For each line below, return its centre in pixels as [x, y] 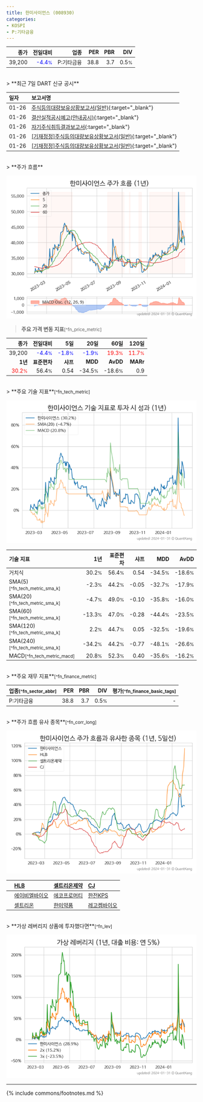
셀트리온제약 [68, 885]
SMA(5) [19, 581]
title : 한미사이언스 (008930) [40, 13]
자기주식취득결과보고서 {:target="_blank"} [80, 126]
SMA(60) [20, 611]
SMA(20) [20, 596]
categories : [21, 19]
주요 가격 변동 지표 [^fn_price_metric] [61, 329]
